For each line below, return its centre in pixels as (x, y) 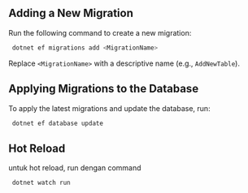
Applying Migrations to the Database (104, 89)
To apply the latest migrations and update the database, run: (109, 108)
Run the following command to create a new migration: (100, 32)
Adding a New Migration (71, 13)
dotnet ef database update (58, 123)
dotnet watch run (41, 183)
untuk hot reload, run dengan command (75, 168)
